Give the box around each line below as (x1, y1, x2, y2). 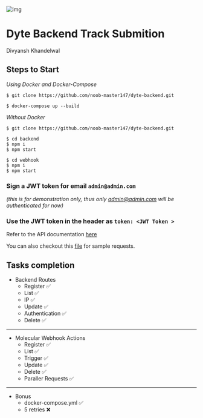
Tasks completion (6, 260, 75, 270)
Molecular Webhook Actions (14, 334, 86, 342)
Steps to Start (6, 64, 59, 75)
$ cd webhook (6, 157, 39, 163)
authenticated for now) (6, 202, 64, 209)
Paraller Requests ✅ (24, 375, 74, 382)
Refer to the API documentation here (6, 231, 97, 238)
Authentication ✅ (24, 310, 67, 317)
